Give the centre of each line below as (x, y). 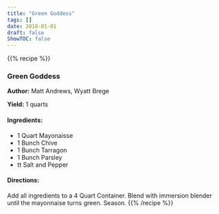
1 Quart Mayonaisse (45, 135)
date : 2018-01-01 (32, 26)
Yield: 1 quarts (27, 104)
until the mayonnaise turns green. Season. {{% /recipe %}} (90, 202)
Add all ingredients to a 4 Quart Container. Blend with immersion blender (110, 195)
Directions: (23, 180)
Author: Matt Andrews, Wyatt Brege (58, 91)
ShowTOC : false (29, 39)
